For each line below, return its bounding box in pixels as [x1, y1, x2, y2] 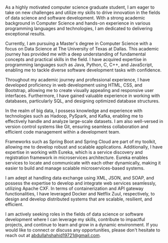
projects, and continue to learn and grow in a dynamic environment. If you [5, 222, 158, 227]
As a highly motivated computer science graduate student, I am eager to [5, 4, 155, 10]
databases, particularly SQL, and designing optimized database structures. [5, 98, 160, 104]
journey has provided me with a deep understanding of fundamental [5, 51, 146, 57]
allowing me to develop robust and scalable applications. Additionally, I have [5, 144, 163, 149]
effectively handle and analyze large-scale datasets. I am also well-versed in [5, 118, 163, 124]
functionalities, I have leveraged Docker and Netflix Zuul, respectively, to [5, 191, 155, 196]
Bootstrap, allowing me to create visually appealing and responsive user [5, 87, 154, 93]
